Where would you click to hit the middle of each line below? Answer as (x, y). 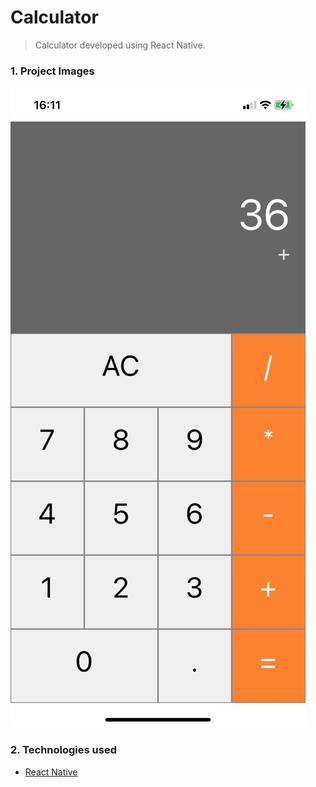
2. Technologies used (63, 750)
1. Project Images (52, 71)
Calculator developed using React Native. (120, 45)
